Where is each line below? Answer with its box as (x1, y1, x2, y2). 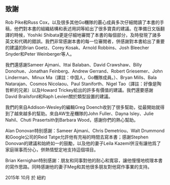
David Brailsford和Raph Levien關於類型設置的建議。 (5, 93, 113, 99)
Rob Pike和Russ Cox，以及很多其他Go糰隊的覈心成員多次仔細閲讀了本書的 (5, 19, 160, 25)
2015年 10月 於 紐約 (5, 174, 46, 180)
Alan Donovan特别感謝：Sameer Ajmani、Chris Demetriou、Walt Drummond (5, 127, 165, 133)
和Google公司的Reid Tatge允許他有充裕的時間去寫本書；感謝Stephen (5, 134, 149, 140)
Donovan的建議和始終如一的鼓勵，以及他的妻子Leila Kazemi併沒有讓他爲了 (5, 140, 161, 146)
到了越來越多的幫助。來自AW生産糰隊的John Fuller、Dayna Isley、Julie (5, 110, 154, 117)
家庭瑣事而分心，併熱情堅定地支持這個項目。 (5, 146, 99, 153)
